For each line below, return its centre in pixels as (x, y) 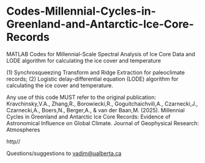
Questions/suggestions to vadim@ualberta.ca (64, 153)
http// (13, 141)
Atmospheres (23, 129)
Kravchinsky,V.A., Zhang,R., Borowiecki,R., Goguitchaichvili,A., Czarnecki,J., (102, 103)
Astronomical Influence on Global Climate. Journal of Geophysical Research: (103, 123)
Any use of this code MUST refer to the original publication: (81, 97)
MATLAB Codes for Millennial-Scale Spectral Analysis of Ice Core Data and (101, 54)
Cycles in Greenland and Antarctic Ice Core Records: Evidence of (88, 117)
